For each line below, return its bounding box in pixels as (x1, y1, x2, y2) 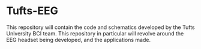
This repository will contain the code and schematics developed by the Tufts (6, 24, 195, 31)
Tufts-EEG (6, 4, 58, 18)
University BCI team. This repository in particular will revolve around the (6, 30, 184, 37)
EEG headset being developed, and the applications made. (6, 36, 151, 43)
